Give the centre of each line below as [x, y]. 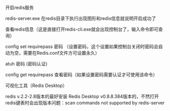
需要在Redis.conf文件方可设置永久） [61, 53]
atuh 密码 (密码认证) [26, 64]
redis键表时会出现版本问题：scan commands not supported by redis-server [85, 103]
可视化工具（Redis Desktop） [36, 85]
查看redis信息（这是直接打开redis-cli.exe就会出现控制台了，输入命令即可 [82, 29]
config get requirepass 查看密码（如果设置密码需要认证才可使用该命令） [81, 75]
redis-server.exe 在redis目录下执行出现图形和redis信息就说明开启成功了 [81, 18]
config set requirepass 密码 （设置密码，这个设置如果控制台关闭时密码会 [82, 47]
